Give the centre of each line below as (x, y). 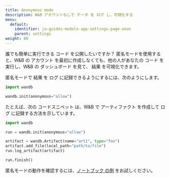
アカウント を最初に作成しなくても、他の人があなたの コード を (98, 60)
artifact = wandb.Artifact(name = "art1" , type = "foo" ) (63, 141)
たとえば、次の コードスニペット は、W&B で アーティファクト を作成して (82, 107)
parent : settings (33, 34)
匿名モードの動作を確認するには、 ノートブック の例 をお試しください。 (80, 170)
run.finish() (19, 160)
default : (19, 24)
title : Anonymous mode (29, 10)
